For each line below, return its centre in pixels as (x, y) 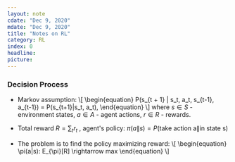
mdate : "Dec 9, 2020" (39, 27)
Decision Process (38, 84)
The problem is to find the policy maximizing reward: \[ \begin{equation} (122, 143)
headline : (22, 54)
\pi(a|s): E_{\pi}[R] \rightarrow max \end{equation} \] (94, 151)
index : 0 (20, 46)
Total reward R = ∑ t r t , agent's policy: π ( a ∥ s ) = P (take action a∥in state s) (123, 129)
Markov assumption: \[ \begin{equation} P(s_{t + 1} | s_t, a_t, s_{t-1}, (116, 100)
